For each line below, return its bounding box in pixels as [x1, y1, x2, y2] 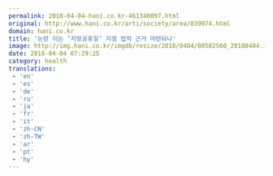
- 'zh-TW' [11, 132, 45, 140]
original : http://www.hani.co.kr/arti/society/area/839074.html [8, 19, 231, 28]
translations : [8, 65, 57, 73]
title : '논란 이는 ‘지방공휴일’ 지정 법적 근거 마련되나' [8, 34, 176, 43]
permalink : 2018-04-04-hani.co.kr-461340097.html [8, 11, 180, 20]
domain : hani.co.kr [8, 27, 75, 35]
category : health [8, 58, 67, 66]
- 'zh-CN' [11, 125, 45, 133]
